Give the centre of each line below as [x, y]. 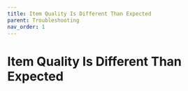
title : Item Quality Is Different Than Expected [79, 14]
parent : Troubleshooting [43, 20]
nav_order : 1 [26, 27]
